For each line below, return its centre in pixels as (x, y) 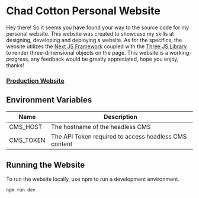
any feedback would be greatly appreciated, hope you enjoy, (105, 59)
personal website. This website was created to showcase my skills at (90, 33)
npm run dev (21, 190)
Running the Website (46, 165)
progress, (18, 59)
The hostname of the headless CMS (101, 127)
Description (120, 117)
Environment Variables (49, 100)
